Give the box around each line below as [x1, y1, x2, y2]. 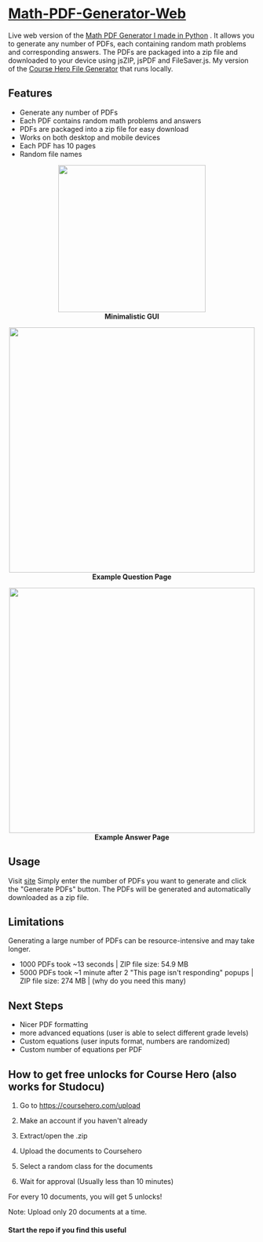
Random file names [19, 149, 82, 158]
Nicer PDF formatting [19, 1020, 89, 1029]
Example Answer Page [93, 832, 170, 842]
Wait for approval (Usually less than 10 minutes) [19, 1177, 174, 1186]
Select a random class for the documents [19, 1162, 153, 1171]
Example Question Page [92, 572, 172, 581]
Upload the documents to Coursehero [19, 1146, 143, 1156]
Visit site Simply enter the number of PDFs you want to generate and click [8, 876, 247, 885]
